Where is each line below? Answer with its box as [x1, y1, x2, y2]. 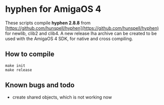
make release [5, 67, 32, 72]
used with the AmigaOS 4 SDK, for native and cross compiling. [5, 36, 133, 42]
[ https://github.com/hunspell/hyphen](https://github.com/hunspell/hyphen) [5, 25, 159, 31]
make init [5, 63, 26, 68]
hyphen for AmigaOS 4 [5, 3, 101, 15]
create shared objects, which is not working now [12, 94, 112, 100]
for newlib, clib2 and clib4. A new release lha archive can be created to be [5, 30, 157, 36]
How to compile [5, 50, 55, 58]
